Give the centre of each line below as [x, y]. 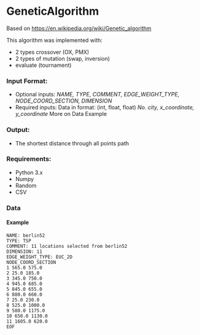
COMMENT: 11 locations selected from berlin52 [67, 246]
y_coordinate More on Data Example [61, 114]
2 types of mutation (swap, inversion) [63, 58]
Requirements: [29, 159]
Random [26, 185]
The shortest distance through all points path [72, 143]
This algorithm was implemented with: [55, 40]
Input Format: [27, 81]
